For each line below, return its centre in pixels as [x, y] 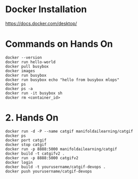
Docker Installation [46, 9]
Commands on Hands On [59, 44]
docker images [20, 71]
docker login [19, 162]
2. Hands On [32, 118]
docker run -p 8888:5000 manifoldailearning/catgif [61, 149]
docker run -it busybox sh [34, 93]
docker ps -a [19, 88]
